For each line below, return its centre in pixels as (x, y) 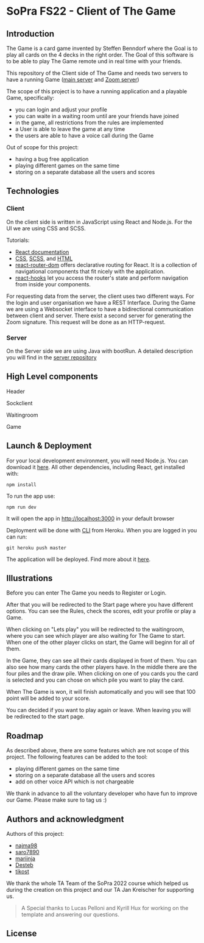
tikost (22, 872)
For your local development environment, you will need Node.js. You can (97, 461)
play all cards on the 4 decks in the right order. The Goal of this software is (100, 55)
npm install (21, 485)
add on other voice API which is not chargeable (75, 782)
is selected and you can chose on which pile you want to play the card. (95, 680)
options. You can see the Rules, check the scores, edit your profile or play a (101, 611)
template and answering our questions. (70, 914)
